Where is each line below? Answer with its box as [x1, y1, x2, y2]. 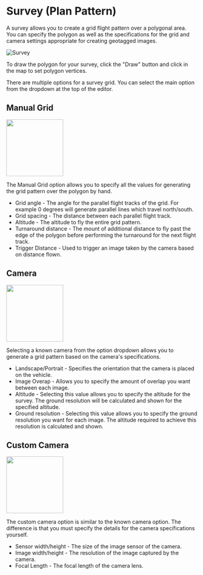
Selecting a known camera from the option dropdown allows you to [6, 347, 174, 354]
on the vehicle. [15, 371, 53, 378]
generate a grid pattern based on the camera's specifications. [6, 353, 161, 360]
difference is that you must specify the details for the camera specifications [6, 525, 195, 532]
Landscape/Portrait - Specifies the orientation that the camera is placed [15, 365, 195, 372]
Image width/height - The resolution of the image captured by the [15, 550, 179, 557]
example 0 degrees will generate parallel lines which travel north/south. [15, 205, 194, 213]
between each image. [15, 384, 70, 391]
